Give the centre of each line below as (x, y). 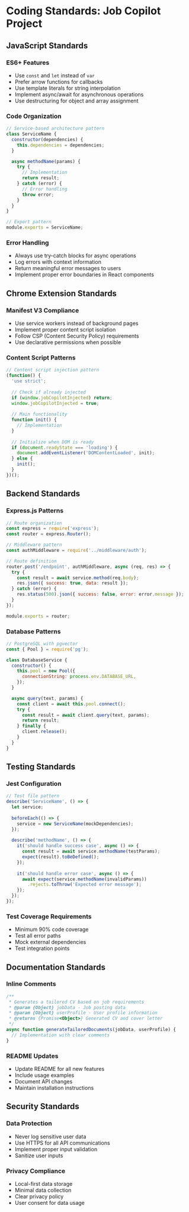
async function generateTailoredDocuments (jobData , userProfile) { (91, 1030)
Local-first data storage (44, 1184)
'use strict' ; (29, 381)
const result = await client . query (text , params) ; (86, 715)
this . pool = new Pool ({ (46, 671)
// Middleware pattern (34, 545)
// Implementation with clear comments (61, 1035)
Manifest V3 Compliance (43, 310)
